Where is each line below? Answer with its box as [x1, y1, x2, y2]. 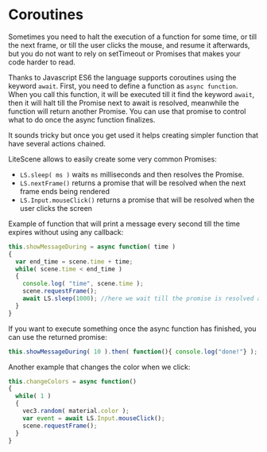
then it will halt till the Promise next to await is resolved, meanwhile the [8, 98, 240, 107]
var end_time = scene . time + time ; [15, 257, 133, 266]
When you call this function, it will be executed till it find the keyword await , [8, 89, 255, 99]
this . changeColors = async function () [8, 377, 137, 385]
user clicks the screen [19, 203, 93, 212]
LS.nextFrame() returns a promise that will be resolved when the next [19, 177, 246, 188]
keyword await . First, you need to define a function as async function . [8, 81, 238, 91]
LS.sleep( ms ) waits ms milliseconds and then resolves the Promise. [19, 169, 245, 179]
